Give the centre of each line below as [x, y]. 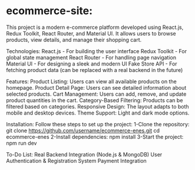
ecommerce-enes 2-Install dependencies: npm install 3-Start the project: [95, 136]
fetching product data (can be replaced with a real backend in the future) [95, 70]
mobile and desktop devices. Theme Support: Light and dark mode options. [98, 113]
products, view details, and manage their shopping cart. [74, 40]
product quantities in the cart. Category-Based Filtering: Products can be [95, 100]
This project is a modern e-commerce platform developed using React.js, [95, 27]
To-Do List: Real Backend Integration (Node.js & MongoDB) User [84, 154]
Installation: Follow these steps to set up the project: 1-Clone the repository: [98, 124]
